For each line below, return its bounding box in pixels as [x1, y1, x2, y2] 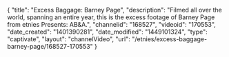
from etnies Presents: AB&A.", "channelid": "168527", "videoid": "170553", [7, 21, 216, 28]
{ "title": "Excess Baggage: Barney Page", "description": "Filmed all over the [7, 6, 223, 14]
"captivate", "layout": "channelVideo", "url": [7, 35, 131, 43]
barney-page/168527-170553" [7, 43, 93, 50]
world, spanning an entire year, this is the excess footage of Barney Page [7, 13, 215, 21]
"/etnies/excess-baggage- [132, 35, 208, 43]
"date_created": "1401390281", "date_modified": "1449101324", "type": [7, 27, 208, 36]
